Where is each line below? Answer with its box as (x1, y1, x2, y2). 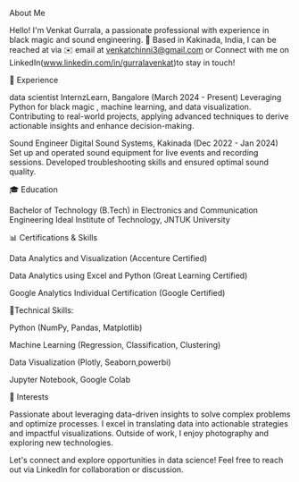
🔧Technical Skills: (9, 305, 74, 316)
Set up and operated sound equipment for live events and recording (9, 148, 259, 157)
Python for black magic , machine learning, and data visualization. (9, 102, 252, 112)
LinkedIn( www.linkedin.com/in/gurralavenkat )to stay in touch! (9, 57, 236, 68)
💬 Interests (9, 392, 49, 402)
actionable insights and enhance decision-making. (9, 121, 195, 131)
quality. (9, 166, 37, 177)
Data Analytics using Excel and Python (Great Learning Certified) (9, 270, 248, 281)
